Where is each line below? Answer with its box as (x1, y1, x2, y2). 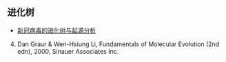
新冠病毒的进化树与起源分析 (17, 26, 96, 34)
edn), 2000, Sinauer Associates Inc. (17, 47, 119, 55)
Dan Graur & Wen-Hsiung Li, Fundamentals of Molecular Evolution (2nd (17, 40, 220, 48)
